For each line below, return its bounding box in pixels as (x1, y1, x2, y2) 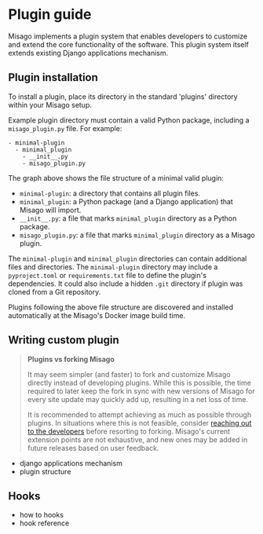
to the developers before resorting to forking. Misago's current (27, 426, 230, 436)
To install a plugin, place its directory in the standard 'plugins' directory (8, 92, 238, 101)
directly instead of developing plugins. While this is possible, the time (27, 378, 251, 387)
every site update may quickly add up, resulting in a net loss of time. (27, 394, 249, 404)
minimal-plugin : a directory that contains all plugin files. (19, 188, 201, 198)
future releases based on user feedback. (27, 443, 159, 452)
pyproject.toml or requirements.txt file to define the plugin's (8, 270, 206, 280)
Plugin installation (8, 71, 98, 84)
